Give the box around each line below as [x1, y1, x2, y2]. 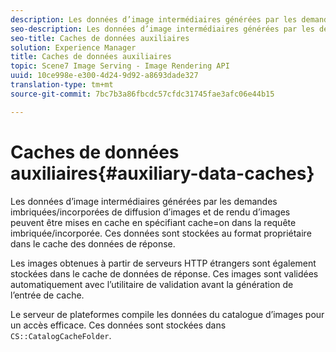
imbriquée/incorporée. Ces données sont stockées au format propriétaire [10, 227, 312, 239]
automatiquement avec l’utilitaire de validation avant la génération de [10, 278, 294, 290]
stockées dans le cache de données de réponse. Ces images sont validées [10, 267, 319, 280]
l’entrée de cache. [10, 289, 85, 301]
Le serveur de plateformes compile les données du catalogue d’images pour [10, 308, 325, 320]
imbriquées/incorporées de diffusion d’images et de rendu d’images [10, 206, 291, 218]
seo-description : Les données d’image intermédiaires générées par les [10, 24, 315, 34]
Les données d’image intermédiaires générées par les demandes [10, 195, 278, 207]
